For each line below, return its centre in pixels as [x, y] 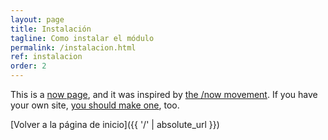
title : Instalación [51, 29]
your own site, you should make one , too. [95, 105]
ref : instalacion [46, 57]
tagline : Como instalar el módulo [82, 38]
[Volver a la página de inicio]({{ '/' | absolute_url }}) [115, 124]
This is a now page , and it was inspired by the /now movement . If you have [164, 94]
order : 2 [28, 66]
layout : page [37, 19]
